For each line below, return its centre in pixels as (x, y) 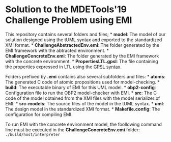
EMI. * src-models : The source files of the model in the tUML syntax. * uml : (85, 103)
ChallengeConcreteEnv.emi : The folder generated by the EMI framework (82, 56)
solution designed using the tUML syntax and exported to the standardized (84, 40)
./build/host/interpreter (33, 134)
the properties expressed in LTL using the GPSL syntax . (64, 67)
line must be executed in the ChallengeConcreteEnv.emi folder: (73, 130)
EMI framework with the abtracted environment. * (57, 50)
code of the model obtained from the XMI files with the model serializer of (83, 98)
